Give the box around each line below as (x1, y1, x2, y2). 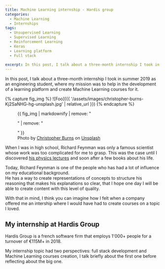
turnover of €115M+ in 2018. (5, 238, 62, 244)
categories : (5, 12, 30, 17)
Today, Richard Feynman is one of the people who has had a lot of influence (5, 165, 160, 171)
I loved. (5, 206, 20, 212)
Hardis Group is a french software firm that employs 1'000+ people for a (5, 233, 152, 239)
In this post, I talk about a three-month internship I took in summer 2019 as (5, 76, 156, 82)
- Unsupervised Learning (9, 30, 61, 35)
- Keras (9, 44, 26, 49)
